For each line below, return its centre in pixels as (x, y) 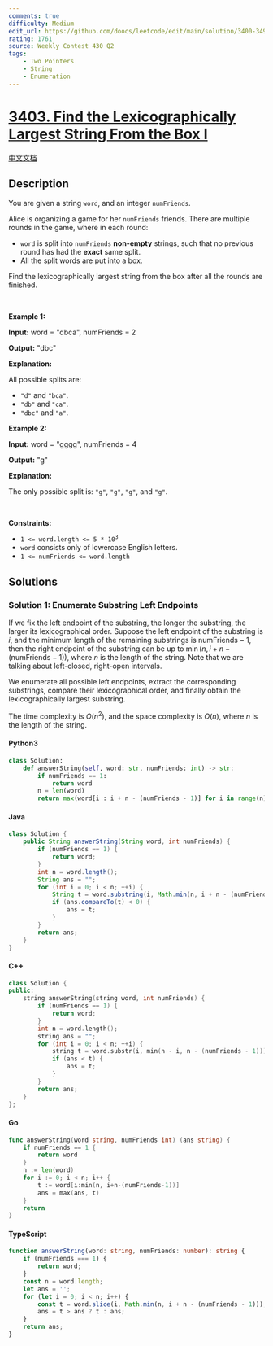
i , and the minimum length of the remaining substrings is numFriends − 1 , (130, 640)
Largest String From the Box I (108, 134)
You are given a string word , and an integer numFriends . (100, 203)
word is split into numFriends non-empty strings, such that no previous (137, 243)
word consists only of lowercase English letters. (99, 548)
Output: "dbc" (32, 348)
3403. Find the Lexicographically (122, 117)
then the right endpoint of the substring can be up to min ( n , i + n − (119, 649)
